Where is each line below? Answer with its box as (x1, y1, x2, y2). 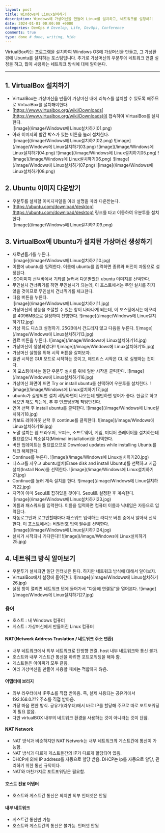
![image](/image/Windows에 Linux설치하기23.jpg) (12, 496, 111, 502)
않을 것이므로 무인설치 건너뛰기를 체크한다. (12, 288, 94, 294)
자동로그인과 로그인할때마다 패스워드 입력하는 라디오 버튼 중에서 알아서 (12, 515, 148, 521)
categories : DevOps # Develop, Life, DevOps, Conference (5, 26, 124, 30)
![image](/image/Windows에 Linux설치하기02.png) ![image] (12, 137, 131, 143)
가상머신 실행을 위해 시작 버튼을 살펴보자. (12, 350, 91, 356)
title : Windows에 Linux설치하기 (5, 12, 66, 17)
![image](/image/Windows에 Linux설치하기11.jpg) (12, 300, 110, 306)
